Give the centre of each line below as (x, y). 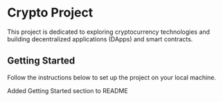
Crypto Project (50, 13)
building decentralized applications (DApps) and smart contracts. (100, 39)
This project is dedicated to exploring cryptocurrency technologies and (108, 32)
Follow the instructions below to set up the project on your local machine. (112, 77)
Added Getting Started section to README (68, 90)
